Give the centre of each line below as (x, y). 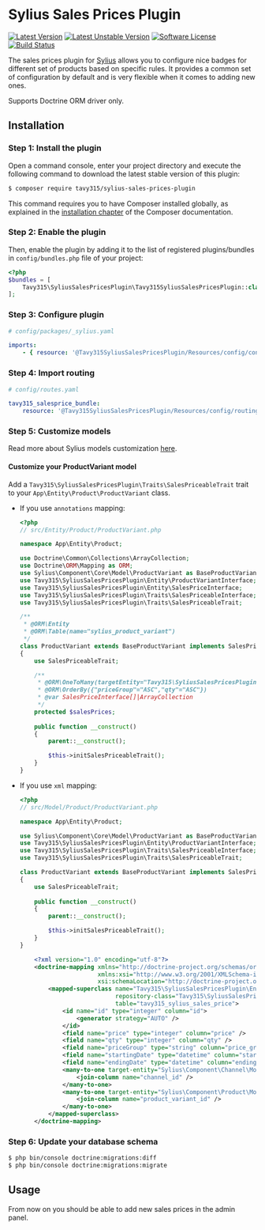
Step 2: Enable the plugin (57, 233)
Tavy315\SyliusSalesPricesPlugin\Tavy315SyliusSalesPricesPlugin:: (135, 287)
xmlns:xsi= (115, 975)
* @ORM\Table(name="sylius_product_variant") (99, 632)
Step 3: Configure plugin (56, 315)
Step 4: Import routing (52, 373)
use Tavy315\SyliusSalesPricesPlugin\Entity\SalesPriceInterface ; (131, 588)
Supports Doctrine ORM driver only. (66, 100)
